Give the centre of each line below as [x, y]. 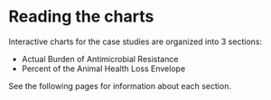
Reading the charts [81, 17]
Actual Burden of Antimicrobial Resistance [100, 59]
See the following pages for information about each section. [120, 86]
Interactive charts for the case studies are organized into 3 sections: [135, 41]
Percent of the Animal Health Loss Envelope [103, 68]
